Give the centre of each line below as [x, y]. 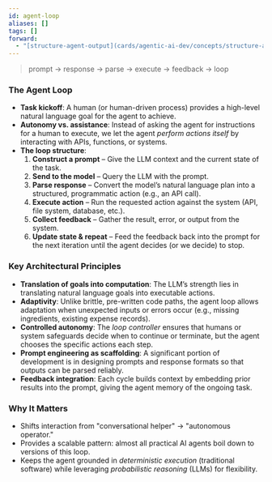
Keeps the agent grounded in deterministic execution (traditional [127, 461]
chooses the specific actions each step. [87, 344]
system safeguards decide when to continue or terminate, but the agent [140, 335]
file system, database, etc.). [79, 211]
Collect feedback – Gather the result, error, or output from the [136, 220]
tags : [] [23, 31]
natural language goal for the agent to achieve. [98, 116]
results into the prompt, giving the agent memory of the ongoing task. [136, 387]
